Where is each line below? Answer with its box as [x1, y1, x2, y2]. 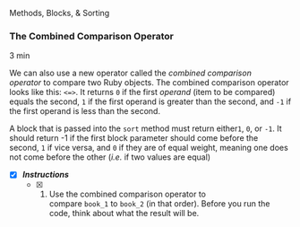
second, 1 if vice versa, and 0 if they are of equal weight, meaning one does [9, 143, 288, 153]
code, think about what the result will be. [48, 208, 200, 219]
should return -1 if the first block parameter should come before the [9, 133, 259, 144]
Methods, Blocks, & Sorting [9, 8, 110, 18]
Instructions [21, 170, 70, 180]
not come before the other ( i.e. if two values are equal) [9, 152, 211, 162]
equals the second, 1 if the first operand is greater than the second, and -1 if [9, 96, 292, 107]
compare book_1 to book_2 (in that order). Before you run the [48, 198, 270, 209]
